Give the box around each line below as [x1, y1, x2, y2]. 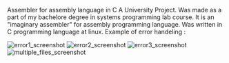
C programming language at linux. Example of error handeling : [7, 27, 186, 36]
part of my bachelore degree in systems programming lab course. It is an [7, 13, 215, 21]
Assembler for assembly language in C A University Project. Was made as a [7, 6, 222, 14]
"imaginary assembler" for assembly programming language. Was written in [7, 21, 223, 28]
